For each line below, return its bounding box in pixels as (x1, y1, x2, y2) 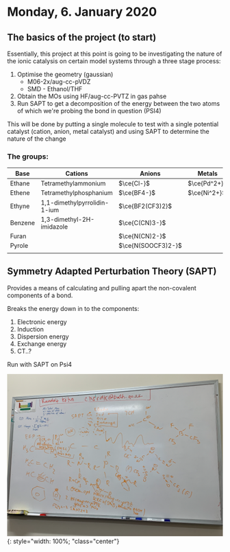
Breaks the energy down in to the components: (7, 304, 140, 312)
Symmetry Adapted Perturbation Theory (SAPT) (7, 266, 217, 277)
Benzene (10, 219, 36, 227)
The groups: (7, 152, 49, 161)
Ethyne (10, 202, 30, 210)
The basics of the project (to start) (7, 32, 157, 43)
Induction (16, 325, 44, 333)
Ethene (10, 189, 30, 197)
